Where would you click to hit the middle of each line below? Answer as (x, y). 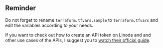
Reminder (21, 8)
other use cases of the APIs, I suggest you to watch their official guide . (78, 40)
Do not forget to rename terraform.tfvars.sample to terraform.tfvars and (82, 20)
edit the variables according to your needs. (49, 25)
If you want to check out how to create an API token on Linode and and (78, 35)
